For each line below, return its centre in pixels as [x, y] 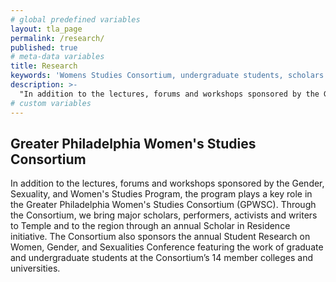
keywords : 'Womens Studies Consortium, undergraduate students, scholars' [169, 76]
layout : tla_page [46, 29]
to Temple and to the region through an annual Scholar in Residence [150, 226]
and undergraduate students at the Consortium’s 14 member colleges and [162, 258]
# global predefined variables [75, 19]
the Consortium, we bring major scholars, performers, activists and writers [164, 215]
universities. [35, 268]
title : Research [44, 66]
